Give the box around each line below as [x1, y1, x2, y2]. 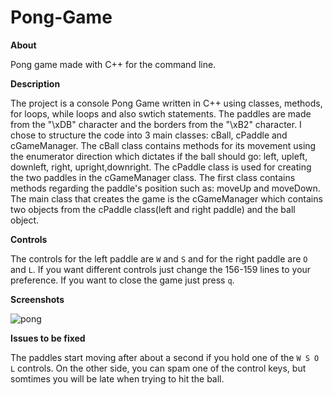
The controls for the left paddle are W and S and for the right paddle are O [10, 252, 308, 265]
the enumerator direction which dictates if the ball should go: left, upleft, [10, 150, 308, 162]
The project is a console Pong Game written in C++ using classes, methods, [10, 97, 323, 109]
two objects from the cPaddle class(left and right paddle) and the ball [10, 203, 296, 215]
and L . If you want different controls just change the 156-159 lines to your [10, 263, 312, 275]
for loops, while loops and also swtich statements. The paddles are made [10, 107, 312, 120]
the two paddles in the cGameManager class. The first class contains [10, 171, 296, 183]
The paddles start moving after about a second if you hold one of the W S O [10, 351, 320, 363]
